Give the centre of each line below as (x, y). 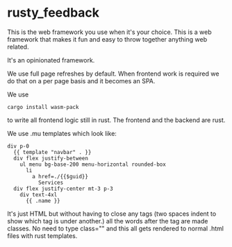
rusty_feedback (53, 13)
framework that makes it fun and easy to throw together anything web (107, 39)
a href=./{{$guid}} (60, 176)
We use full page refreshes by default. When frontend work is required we (113, 74)
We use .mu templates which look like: (62, 133)
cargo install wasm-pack (43, 107)
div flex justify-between (51, 158)
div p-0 (18, 146)
